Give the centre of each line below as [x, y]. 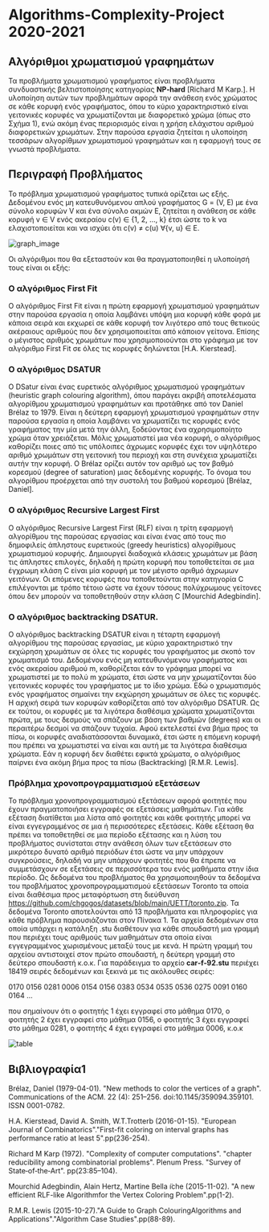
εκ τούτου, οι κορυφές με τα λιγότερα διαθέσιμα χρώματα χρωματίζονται [132, 711]
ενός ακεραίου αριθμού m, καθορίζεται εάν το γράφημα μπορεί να [120, 668]
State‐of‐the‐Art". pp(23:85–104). [63, 1171]
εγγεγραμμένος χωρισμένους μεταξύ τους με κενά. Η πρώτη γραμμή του [130, 946]
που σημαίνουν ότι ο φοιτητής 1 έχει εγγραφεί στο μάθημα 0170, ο [119, 1011]
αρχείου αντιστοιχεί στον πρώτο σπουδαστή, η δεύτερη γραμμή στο [122, 955]
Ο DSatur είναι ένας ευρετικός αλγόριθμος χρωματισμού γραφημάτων [126, 387]
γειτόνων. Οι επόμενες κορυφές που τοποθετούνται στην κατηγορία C [126, 579]
